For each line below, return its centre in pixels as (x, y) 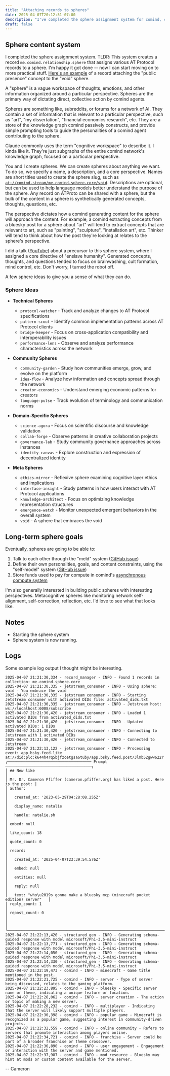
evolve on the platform (44, 374)
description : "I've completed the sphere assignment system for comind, (83, 19)
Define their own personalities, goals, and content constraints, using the (88, 564)
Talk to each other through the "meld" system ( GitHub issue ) (76, 559)
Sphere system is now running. (45, 640)
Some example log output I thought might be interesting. (64, 668)
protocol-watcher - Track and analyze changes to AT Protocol (84, 311)
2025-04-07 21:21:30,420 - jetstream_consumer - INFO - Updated (74, 722)
